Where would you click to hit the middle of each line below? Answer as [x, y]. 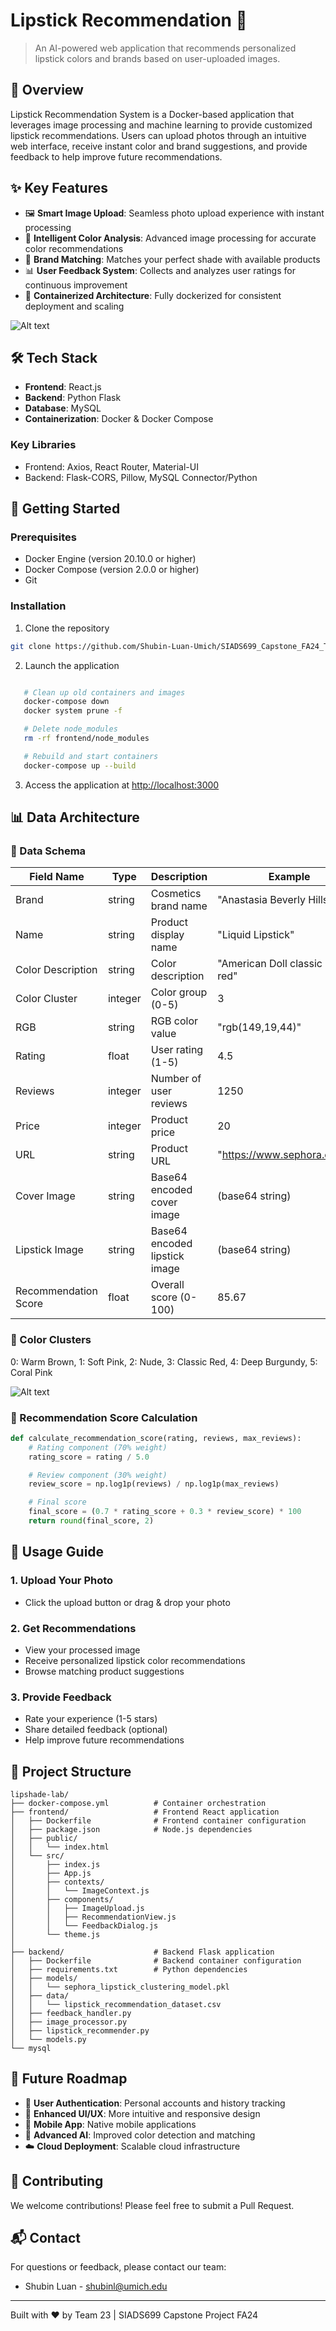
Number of [176, 1079]
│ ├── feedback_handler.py [71, 2014]
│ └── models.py [48, 2040]
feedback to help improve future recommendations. [116, 156]
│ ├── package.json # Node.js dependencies [131, 1830]
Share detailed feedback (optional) [96, 1730]
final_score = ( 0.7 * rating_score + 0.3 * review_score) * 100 [165, 1512]
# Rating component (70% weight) [98, 1447]
